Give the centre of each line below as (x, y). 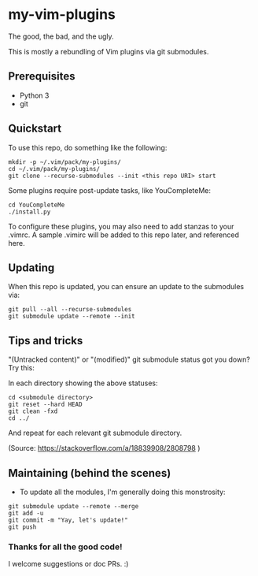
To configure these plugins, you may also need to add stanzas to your (121, 226)
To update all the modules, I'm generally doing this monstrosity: (122, 492)
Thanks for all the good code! (65, 547)
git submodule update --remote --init (72, 317)
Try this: (22, 368)
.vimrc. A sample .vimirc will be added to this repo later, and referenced (124, 235)
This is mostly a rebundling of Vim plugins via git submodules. (109, 51)
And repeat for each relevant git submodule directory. (95, 433)
